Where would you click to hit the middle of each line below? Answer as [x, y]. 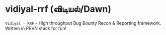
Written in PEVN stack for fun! [36, 28]
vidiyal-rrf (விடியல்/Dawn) [58, 9]
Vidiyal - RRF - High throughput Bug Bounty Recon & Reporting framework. [83, 23]
